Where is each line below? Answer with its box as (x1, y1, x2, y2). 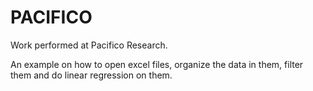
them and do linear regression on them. (10, 69, 173, 81)
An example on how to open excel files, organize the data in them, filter (10, 58, 304, 70)
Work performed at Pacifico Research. (10, 39, 168, 51)
